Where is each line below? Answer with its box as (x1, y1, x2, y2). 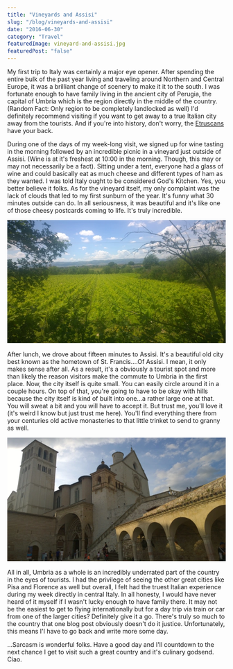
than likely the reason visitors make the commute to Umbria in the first (7, 372, 208, 381)
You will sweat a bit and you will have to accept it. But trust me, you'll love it (7, 402, 223, 410)
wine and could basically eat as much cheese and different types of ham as (7, 170, 223, 177)
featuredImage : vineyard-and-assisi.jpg (7, 40, 126, 48)
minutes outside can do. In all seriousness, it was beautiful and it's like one (7, 199, 221, 207)
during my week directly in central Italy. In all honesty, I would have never (7, 590, 217, 598)
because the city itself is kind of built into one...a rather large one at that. (7, 394, 215, 403)
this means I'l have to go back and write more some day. (7, 627, 169, 635)
